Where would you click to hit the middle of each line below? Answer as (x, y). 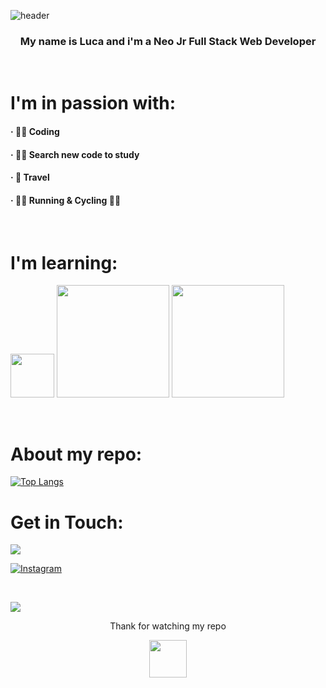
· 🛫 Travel (30, 177)
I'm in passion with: (93, 103)
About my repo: (76, 454)
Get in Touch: (67, 522)
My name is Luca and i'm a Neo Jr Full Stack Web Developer (168, 41)
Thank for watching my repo (168, 626)
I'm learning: (64, 262)
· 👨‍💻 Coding (35, 132)
